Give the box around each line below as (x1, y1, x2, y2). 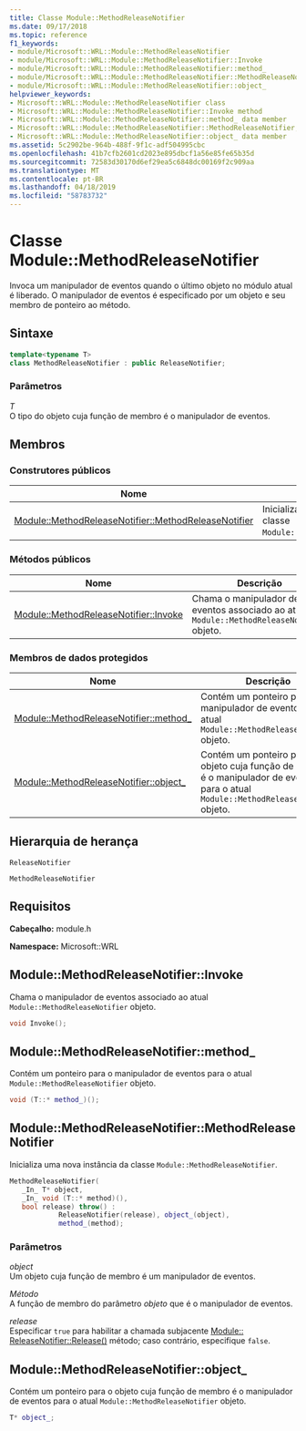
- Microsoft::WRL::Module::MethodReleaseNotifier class (9, 98, 226, 108)
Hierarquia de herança (9, 834, 139, 849)
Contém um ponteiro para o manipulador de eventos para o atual (9, 1068, 252, 1079)
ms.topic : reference (9, 30, 88, 39)
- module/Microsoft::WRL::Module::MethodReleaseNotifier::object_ (9, 81, 267, 90)
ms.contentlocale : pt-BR (9, 174, 104, 183)
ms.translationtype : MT (9, 166, 100, 175)
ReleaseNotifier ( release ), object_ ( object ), (57, 1210, 230, 1220)
